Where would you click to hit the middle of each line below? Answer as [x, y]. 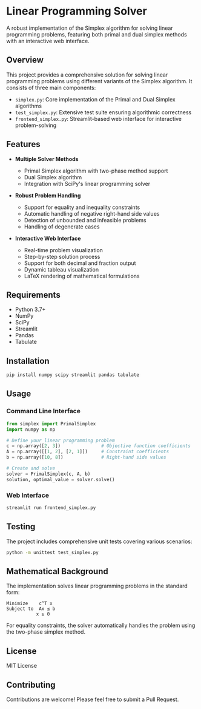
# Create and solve [31, 468]
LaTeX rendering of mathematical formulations [82, 276]
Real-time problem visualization [63, 250]
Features [23, 144]
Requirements [33, 295]
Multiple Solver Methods [47, 159]
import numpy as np [31, 430]
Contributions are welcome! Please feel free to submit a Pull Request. [93, 699]
